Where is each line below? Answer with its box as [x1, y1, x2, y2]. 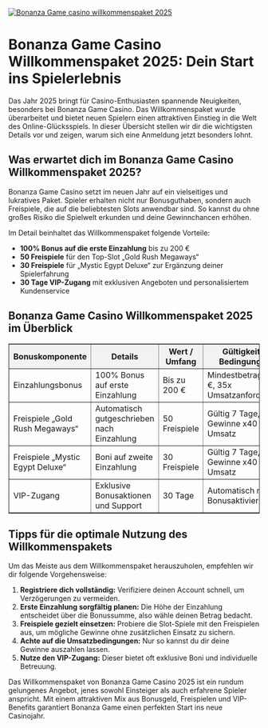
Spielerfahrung [19, 269, 69, 278]
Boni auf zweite [95, 451, 153, 462]
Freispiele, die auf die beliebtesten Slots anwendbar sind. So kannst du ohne [8, 204, 260, 214]
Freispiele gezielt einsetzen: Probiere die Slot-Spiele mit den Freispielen [19, 619, 260, 629]
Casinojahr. [8, 711, 45, 721]
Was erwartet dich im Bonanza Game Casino [8, 153, 234, 167]
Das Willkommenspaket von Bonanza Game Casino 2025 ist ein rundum [8, 677, 244, 687]
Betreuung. [19, 662, 57, 671]
